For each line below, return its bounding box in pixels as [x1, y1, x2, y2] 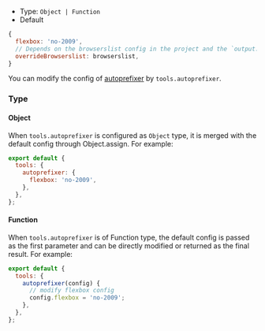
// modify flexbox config [28, 287, 114, 295]
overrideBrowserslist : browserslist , [15, 52, 140, 60]
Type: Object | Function [19, 7, 101, 16]
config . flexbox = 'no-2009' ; [28, 294, 125, 302]
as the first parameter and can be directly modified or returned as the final [8, 240, 250, 251]
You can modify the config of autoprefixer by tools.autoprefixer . [8, 74, 222, 84]
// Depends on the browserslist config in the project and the [15, 45, 227, 53]
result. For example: [8, 249, 73, 258]
